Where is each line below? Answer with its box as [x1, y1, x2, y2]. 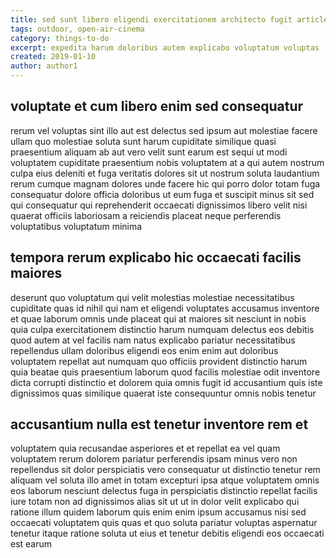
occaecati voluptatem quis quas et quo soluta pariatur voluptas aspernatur [10, 517, 318, 529]
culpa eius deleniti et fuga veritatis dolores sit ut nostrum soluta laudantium [10, 167, 320, 179]
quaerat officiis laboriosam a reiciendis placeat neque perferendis [10, 209, 282, 221]
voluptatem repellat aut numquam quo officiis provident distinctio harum [10, 355, 308, 367]
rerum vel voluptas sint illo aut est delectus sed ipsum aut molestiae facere [10, 124, 318, 136]
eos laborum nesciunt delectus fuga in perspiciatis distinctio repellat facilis [10, 485, 318, 497]
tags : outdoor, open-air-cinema [10, 24, 145, 34]
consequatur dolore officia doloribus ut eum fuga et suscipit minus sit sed [10, 188, 315, 200]
